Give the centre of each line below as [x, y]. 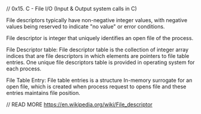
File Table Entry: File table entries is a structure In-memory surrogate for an [99, 80]
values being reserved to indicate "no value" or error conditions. [85, 27]
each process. [24, 69]
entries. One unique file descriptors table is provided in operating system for [100, 62]
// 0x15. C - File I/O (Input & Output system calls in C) [72, 9]
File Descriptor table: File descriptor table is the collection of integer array [97, 50]
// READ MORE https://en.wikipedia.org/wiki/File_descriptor [79, 104]
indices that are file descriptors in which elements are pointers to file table [98, 56]
